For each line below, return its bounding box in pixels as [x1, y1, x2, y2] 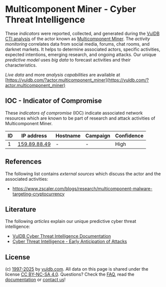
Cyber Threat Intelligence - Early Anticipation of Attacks [12, 238, 127, 244]
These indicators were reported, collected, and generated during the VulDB [5, 30, 160, 36]
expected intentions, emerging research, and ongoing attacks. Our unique [5, 51, 157, 58]
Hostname [55, 132, 81, 139]
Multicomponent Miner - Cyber [5, 3, 136, 15]
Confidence [115, 132, 144, 139]
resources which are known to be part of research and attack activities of [5, 115, 156, 121]
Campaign [85, 132, 110, 139]
